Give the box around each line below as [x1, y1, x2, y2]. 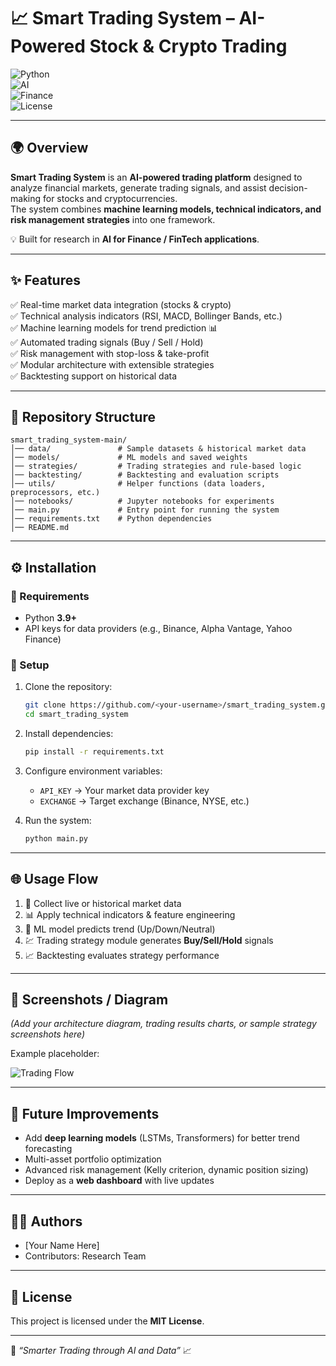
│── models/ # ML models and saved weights [10, 453, 248, 463]
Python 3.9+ [24, 612, 78, 624]
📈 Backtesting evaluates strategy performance [24, 949, 220, 961]
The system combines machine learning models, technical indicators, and [10, 203, 322, 215]
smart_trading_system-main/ [10, 435, 128, 445]
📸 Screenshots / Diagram [10, 991, 169, 1009]
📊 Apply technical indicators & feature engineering [24, 908, 236, 920]
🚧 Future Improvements [10, 1105, 160, 1122]
